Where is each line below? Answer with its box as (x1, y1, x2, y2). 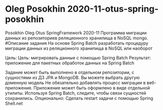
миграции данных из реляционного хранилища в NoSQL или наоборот (5, 45, 153, 51)
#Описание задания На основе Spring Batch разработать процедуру (5, 40, 148, 46)
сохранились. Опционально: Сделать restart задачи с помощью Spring (5, 95, 153, 101)
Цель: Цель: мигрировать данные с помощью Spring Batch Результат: (5, 55, 151, 60)
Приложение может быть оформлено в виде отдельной (33, 85, 150, 91)
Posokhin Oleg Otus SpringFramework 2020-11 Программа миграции (5, 30, 147, 36)
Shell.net (5, 100, 23, 106)
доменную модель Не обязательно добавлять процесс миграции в (5, 79, 146, 86)
